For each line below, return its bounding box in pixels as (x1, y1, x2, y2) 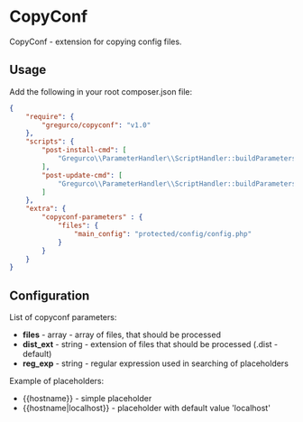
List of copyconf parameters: (9, 312, 117, 323)
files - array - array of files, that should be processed (22, 329, 221, 340)
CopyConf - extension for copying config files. (9, 36, 182, 47)
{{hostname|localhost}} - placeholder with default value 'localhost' (22, 403, 271, 414)
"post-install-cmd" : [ (41, 146, 127, 155)
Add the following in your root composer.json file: (9, 86, 192, 96)
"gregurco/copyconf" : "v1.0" (41, 120, 151, 130)
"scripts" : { (25, 137, 75, 146)
